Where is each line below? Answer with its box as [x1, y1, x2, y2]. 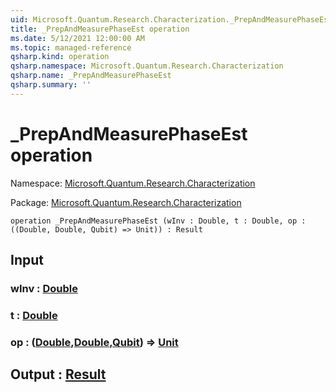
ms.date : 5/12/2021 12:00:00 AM [10, 33, 145, 43]
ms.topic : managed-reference [10, 42, 132, 53]
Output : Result [10, 366, 107, 383]
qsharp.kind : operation [10, 52, 110, 62]
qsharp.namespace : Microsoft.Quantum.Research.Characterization [10, 61, 284, 71]
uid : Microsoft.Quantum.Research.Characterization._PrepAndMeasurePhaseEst [10, 14, 333, 25]
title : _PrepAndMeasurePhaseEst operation [10, 24, 190, 34]
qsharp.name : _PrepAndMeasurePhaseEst [10, 71, 172, 81]
